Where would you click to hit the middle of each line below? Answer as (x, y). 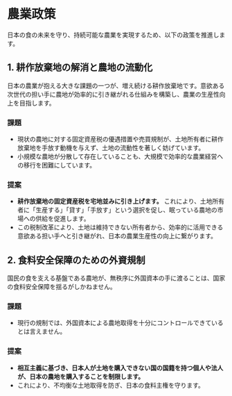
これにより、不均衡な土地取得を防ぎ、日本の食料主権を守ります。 (110, 385)
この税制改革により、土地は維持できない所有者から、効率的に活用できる (120, 227)
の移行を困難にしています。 (56, 165)
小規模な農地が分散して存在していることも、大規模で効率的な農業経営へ (120, 156)
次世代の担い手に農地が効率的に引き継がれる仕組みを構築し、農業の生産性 (113, 94)
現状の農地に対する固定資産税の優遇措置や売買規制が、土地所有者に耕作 (120, 139)
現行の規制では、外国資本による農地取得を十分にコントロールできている (120, 323)
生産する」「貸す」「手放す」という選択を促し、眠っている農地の (127, 210)
